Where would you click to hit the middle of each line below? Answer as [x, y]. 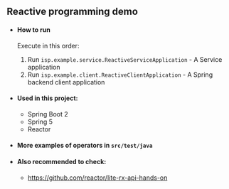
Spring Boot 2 [48, 114]
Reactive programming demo [72, 12]
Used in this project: [47, 98]
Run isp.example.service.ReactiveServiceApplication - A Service [125, 59]
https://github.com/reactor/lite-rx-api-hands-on [97, 178]
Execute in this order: [48, 45]
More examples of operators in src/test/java [85, 146]
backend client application [66, 82]
